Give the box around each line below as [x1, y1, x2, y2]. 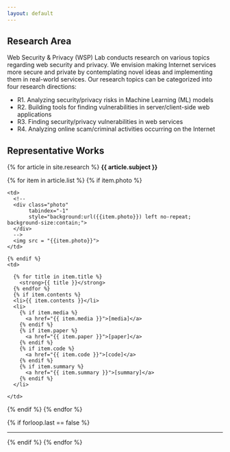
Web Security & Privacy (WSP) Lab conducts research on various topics [7, 53, 210, 62]
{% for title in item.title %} [13, 273, 103, 281]
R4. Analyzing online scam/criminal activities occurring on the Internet [16, 125, 216, 134]
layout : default [7, 10, 53, 17]
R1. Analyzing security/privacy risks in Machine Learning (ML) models [16, 96, 214, 104]
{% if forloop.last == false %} [7, 418, 90, 427]
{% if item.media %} [19, 310, 78, 316]
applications [16, 110, 52, 118]
